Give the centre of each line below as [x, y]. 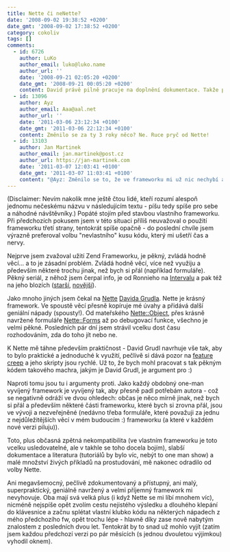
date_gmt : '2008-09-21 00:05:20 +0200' [76, 84]
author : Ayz [36, 103]
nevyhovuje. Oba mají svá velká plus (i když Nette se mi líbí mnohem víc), [111, 498]
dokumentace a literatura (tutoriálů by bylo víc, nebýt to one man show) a [111, 455]
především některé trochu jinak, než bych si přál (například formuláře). [106, 271]
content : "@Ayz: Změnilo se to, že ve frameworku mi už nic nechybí [119, 179]
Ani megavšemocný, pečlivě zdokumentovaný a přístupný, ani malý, [103, 483]
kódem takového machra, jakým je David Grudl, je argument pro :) [100, 370]
